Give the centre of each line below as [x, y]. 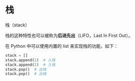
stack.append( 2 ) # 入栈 [30, 65]
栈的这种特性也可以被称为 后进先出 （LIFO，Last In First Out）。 [69, 35]
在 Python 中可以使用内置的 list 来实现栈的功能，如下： [62, 46]
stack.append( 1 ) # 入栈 [30, 60]
